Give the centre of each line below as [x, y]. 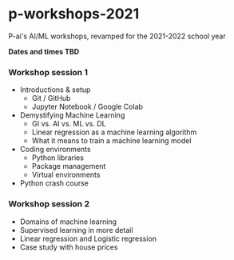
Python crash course [54, 183]
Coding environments [55, 150]
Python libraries [58, 158]
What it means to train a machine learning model [111, 141]
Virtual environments [66, 175]
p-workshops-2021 [74, 14]
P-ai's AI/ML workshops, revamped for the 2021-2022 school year [117, 36]
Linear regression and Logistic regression [88, 238]
